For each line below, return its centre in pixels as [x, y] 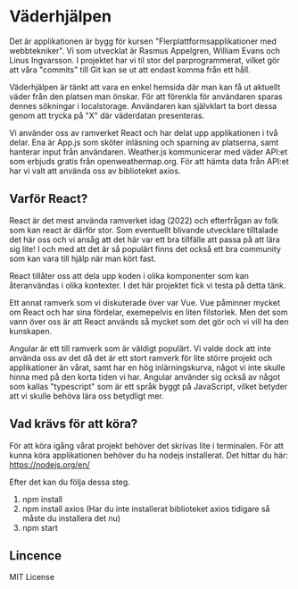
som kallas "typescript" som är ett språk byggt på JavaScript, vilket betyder [149, 386]
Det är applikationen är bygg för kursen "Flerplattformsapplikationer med [143, 41]
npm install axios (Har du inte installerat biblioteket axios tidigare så [146, 509]
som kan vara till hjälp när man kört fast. [83, 258]
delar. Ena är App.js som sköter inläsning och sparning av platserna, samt [144, 142]
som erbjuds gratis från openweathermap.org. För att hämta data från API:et [149, 161]
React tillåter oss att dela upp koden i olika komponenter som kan [129, 275]
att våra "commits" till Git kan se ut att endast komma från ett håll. [130, 70]
